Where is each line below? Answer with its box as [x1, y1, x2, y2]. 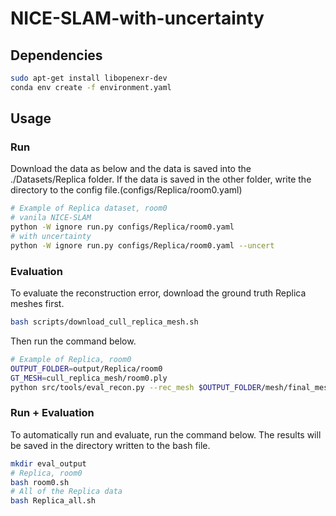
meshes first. [10, 298, 65, 310]
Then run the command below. [10, 335, 137, 347]
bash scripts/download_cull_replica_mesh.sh [10, 317, 199, 327]
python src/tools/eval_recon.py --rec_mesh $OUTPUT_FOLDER [10, 382, 262, 392]
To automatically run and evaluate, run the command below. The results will [10, 428, 322, 441]
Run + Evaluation [10, 406, 95, 420]
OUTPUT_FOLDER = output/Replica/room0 [10, 363, 163, 374]
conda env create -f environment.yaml [10, 82, 172, 92]
